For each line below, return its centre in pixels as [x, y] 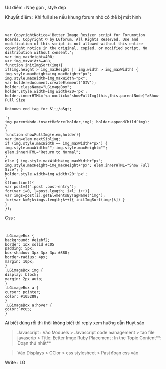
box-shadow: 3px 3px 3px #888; [37, 253]
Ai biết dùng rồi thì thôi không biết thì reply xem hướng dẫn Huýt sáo [75, 323]
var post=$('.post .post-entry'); [41, 187]
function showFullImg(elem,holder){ [43, 135]
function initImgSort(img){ [34, 65]
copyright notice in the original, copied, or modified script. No [76, 48]
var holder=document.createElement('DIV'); [51, 83]
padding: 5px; [20, 248]
